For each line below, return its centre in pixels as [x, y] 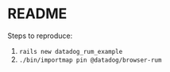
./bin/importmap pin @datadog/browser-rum [90, 60]
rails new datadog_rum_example [71, 51]
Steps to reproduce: [40, 36]
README [37, 14]
